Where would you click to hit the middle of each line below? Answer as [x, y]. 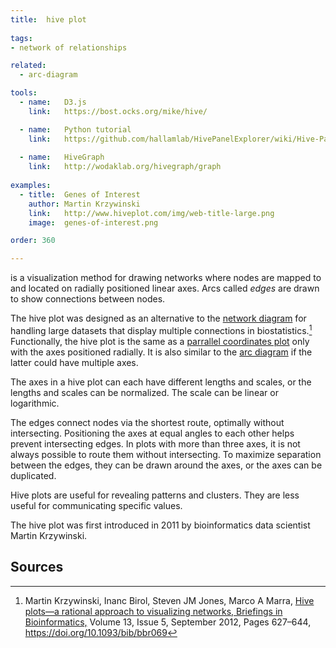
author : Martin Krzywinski [84, 204]
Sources [37, 567]
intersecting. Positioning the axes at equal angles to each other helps [152, 433]
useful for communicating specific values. [96, 505]
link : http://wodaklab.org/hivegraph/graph [125, 167]
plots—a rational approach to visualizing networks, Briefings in [153, 611]
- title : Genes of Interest [80, 194]
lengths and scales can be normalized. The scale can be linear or [144, 392]
